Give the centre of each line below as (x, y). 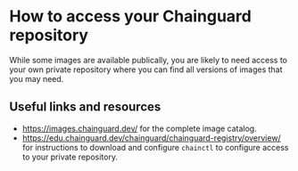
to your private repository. (70, 157)
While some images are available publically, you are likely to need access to (149, 60)
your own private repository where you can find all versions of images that (146, 69)
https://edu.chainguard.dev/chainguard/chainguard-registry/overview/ (151, 138)
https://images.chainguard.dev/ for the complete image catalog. (139, 128)
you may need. (37, 78)
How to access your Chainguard (130, 16)
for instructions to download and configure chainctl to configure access (155, 147)
